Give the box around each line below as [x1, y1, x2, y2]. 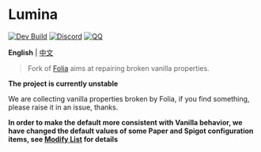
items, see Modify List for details [8, 134, 119, 143]
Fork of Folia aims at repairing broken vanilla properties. [27, 63, 210, 72]
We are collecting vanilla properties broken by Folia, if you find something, [8, 94, 250, 103]
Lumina [8, 6, 59, 24]
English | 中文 [8, 47, 54, 57]
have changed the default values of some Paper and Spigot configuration [8, 126, 254, 135]
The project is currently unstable [8, 79, 119, 88]
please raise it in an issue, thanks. [8, 102, 119, 112]
